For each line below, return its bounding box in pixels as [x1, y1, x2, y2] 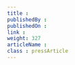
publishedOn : [7, 22, 48, 29]
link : [7, 28, 26, 36]
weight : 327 [7, 35, 41, 42]
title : [7, 9, 29, 17]
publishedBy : [7, 16, 48, 23]
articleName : [7, 41, 48, 48]
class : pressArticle [7, 48, 69, 55]
